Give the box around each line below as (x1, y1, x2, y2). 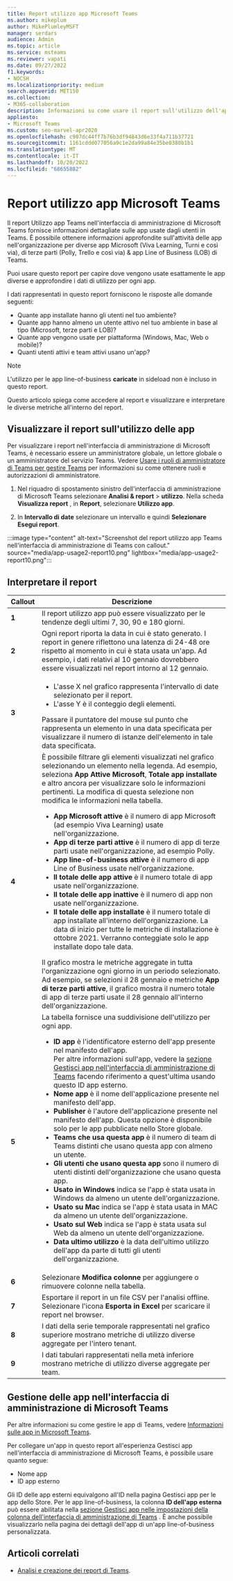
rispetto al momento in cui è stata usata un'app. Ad (41, 646, 207, 656)
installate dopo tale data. (53, 942, 134, 952)
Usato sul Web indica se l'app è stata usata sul (53, 1220, 207, 1229)
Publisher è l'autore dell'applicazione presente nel (53, 1106, 218, 1116)
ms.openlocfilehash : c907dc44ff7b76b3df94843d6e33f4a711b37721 (7, 133, 194, 140)
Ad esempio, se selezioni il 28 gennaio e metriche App (41, 975, 220, 985)
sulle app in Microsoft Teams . (7, 1428, 92, 1436)
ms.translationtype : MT (7, 146, 76, 153)
